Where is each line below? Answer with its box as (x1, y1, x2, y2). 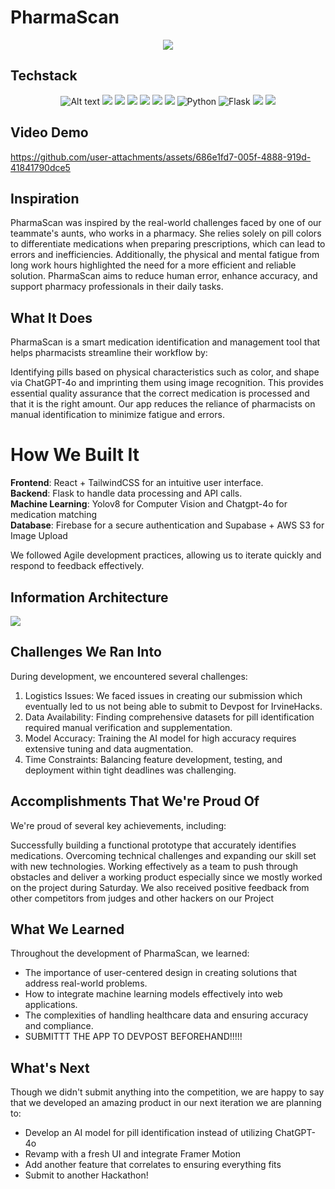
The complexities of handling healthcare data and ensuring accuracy (24, 1009, 309, 1021)
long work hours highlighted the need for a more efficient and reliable (10, 259, 297, 271)
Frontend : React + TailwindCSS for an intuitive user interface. (10, 477, 264, 489)
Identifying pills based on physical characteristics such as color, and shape (10, 366, 320, 378)
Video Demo (10, 124, 89, 141)
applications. (24, 999, 78, 1011)
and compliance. (24, 1020, 94, 1032)
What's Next (10, 1059, 90, 1076)
